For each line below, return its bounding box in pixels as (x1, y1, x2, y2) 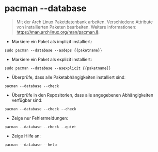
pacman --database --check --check (4, 106, 77, 111)
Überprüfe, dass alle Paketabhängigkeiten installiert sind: (11, 74, 126, 80)
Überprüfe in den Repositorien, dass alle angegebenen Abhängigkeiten (11, 92, 154, 98)
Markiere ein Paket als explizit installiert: (11, 56, 92, 62)
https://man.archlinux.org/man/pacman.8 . (16, 29, 100, 35)
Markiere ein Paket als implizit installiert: (11, 38, 93, 44)
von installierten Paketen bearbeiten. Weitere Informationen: (16, 24, 137, 30)
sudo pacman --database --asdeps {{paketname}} (4, 48, 103, 53)
